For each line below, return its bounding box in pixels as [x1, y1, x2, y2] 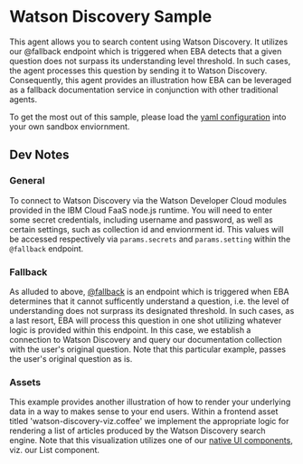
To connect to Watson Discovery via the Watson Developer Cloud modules [9, 194, 288, 205]
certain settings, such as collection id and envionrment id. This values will [9, 223, 284, 234]
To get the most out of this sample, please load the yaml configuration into [9, 111, 287, 122]
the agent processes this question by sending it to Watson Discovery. [9, 65, 268, 76]
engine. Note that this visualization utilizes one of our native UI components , [9, 435, 294, 446]
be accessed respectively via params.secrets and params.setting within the [9, 233, 291, 244]
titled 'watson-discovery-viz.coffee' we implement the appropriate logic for [9, 416, 289, 427]
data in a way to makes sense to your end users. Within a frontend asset [9, 406, 279, 417]
